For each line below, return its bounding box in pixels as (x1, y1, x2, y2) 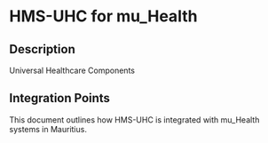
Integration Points (9, 91, 111, 106)
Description (9, 42, 75, 57)
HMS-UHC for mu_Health (9, 6, 198, 27)
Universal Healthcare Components (9, 65, 136, 75)
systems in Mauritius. (9, 123, 87, 134)
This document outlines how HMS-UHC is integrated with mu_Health (9, 114, 260, 125)
